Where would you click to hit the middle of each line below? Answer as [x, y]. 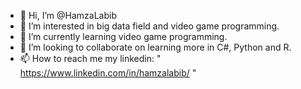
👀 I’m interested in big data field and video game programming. [149, 26]
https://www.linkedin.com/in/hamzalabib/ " [108, 73]
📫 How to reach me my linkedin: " [90, 58]
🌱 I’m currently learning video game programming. [123, 36]
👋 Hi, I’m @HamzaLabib [68, 15]
